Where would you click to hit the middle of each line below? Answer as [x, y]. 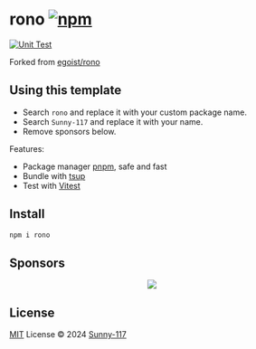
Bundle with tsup [54, 175]
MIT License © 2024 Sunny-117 [68, 335]
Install [27, 214]
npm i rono [30, 235]
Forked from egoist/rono [55, 61]
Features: [27, 148]
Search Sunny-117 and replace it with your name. [113, 121]
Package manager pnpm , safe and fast [95, 166]
